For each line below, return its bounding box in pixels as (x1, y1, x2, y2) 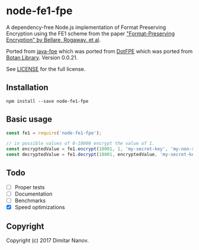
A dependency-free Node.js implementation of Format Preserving (6, 24, 166, 31)
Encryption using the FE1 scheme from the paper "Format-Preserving (6, 30, 175, 37)
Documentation (14, 190, 53, 197)
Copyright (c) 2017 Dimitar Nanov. (6, 236, 89, 243)
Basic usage (6, 114, 52, 125)
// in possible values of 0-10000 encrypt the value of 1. (6, 141, 155, 147)
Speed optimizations (14, 204, 65, 211)
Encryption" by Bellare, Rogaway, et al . (6, 36, 101, 43)
